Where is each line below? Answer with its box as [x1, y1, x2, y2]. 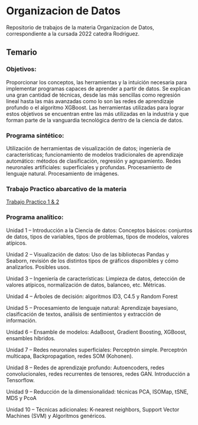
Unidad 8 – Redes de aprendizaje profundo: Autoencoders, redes [6, 364, 165, 371]
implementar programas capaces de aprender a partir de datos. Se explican [6, 85, 191, 92]
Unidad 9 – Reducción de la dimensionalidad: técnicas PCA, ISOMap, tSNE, [6, 388, 189, 395]
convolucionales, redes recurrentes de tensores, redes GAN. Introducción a [6, 370, 190, 378]
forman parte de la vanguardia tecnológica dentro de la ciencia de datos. [6, 116, 184, 123]
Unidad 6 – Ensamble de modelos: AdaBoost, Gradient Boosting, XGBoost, [6, 328, 187, 335]
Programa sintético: [6, 131, 64, 139]
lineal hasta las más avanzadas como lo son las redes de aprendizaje [6, 97, 174, 104]
